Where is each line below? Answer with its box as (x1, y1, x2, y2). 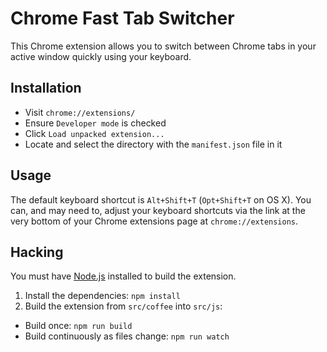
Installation (10, 80, 82, 97)
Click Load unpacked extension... (24, 127, 165, 139)
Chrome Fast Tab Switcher (10, 7, 235, 30)
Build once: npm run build (24, 320, 133, 332)
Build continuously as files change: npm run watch (24, 330, 230, 342)
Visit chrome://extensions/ (24, 106, 136, 118)
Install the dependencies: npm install (24, 290, 181, 302)
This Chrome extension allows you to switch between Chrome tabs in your (10, 40, 317, 52)
